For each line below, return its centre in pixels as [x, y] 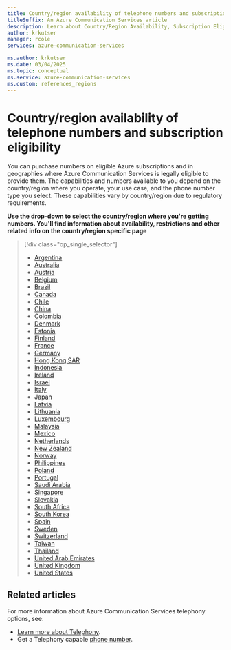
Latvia [43, 404]
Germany [47, 353]
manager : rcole [29, 39]
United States [54, 573]
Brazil [42, 287]
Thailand [47, 551]
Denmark [47, 324]
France [44, 346]
